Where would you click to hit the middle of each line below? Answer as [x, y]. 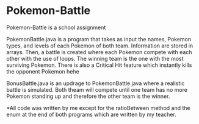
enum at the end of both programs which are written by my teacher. [92, 114]
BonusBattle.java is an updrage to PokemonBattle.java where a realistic [96, 83]
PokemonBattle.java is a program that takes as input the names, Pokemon [99, 39]
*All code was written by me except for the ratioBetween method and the [98, 108]
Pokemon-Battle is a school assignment [56, 27]
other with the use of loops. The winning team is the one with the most [95, 58]
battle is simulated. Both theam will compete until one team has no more [97, 89]
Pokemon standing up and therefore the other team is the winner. [88, 96]
